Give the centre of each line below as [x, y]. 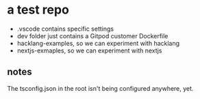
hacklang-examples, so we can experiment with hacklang [98, 43]
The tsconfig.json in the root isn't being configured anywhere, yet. [100, 88]
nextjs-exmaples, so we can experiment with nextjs [89, 51]
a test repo [38, 10]
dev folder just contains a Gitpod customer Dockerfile [92, 36]
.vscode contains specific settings [65, 29]
